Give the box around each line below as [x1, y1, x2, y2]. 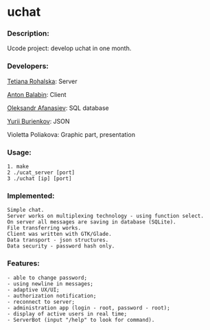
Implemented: [7, 191, 55, 200]
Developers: [7, 61, 49, 71]
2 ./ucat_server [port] [7, 169, 75, 176]
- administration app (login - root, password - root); [7, 304, 170, 311]
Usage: [7, 147, 32, 157]
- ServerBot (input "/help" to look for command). [7, 316, 155, 323]
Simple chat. [7, 207, 45, 214]
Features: [7, 258, 40, 268]
